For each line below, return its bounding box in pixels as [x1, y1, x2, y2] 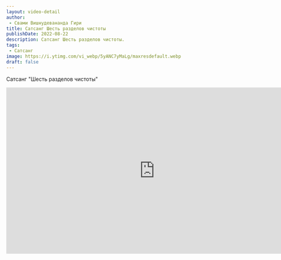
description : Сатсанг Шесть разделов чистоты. [6, 37, 125, 43]
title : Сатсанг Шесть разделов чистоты [6, 25, 106, 32]
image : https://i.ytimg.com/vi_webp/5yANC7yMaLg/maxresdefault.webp [6, 53, 181, 59]
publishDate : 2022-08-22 [6, 31, 68, 37]
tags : [6, 43, 20, 49]
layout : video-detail [6, 8, 61, 15]
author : [6, 14, 26, 20]
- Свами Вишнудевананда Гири [8, 20, 82, 26]
